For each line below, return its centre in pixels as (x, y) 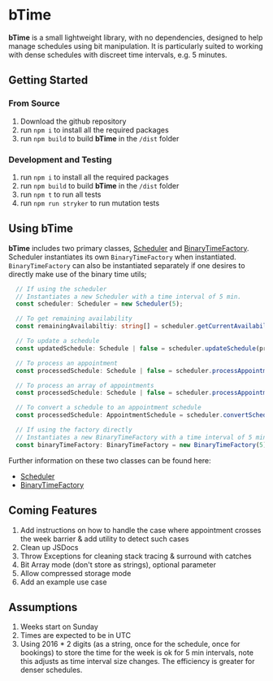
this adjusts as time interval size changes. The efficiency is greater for (137, 661)
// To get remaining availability (74, 319)
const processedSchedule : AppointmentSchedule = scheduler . (119, 415)
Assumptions (43, 607)
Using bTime (41, 229)
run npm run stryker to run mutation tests (90, 203)
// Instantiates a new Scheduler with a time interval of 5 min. (129, 297)
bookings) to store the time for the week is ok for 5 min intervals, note (137, 653)
